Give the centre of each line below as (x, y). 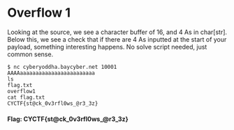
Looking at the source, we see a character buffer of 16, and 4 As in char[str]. (117, 32)
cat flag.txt (26, 97)
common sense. (30, 54)
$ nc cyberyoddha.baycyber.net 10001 (62, 67)
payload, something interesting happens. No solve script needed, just (107, 47)
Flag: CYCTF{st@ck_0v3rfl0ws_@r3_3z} (68, 119)
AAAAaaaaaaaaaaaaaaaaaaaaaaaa (51, 73)
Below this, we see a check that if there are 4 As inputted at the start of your (117, 39)
